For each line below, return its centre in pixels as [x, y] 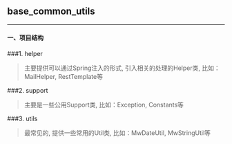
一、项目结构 [25, 38]
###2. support [28, 91]
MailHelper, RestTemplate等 [64, 77]
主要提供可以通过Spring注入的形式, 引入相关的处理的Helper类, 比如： [122, 68]
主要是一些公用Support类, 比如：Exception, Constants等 [104, 105]
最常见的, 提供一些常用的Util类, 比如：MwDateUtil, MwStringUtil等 [117, 133]
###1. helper [25, 54]
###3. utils [22, 119]
